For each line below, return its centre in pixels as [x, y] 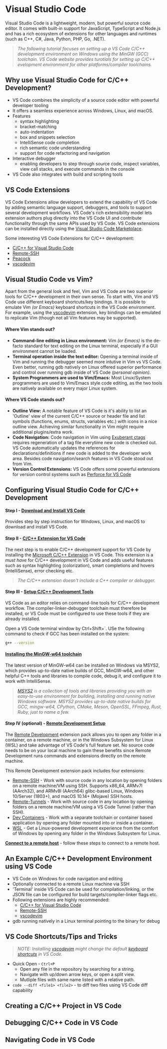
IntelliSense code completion [50, 142]
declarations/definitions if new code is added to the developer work [82, 453]
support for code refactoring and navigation [65, 153]
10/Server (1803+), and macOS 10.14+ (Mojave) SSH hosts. [73, 796]
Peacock [21, 259]
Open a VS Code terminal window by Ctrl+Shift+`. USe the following [75, 628]
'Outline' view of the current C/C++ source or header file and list [79, 416]
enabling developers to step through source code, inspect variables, [90, 164]
